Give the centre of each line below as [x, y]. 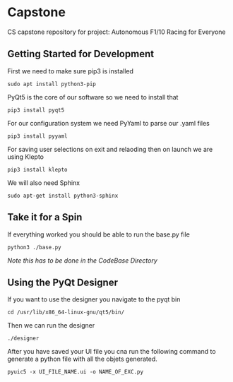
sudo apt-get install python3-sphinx [63, 196]
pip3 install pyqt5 [36, 110]
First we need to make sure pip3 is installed [71, 71]
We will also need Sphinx [43, 183]
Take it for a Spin [45, 217]
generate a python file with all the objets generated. [82, 359]
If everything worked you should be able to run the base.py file [99, 234]
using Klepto [26, 157]
